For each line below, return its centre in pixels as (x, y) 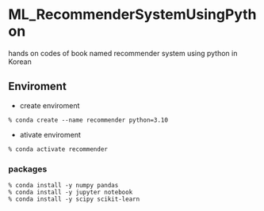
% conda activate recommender (58, 149)
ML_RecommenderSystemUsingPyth (132, 15)
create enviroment (50, 105)
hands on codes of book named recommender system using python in (123, 53)
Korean (20, 62)
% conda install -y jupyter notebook (71, 192)
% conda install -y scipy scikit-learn (74, 199)
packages (28, 169)
